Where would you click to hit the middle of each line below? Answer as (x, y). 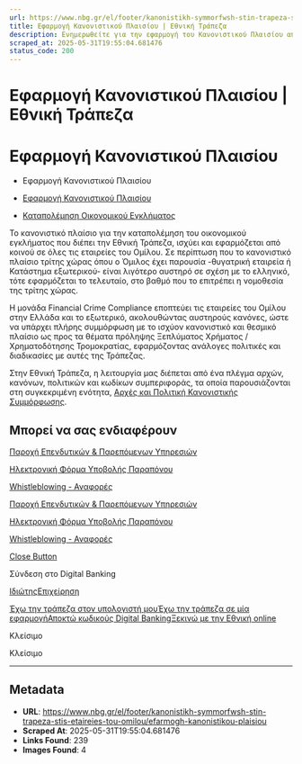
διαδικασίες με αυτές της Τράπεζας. (77, 355)
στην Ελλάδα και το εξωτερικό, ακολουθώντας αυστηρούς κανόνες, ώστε (149, 318)
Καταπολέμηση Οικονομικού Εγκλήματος (99, 216)
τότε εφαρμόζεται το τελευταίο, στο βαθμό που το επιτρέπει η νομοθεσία (147, 281)
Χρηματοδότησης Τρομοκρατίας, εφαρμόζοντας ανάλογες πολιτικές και (145, 346)
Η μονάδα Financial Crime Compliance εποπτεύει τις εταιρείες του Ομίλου (148, 308)
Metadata (37, 690)
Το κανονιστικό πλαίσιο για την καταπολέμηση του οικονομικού (128, 233)
